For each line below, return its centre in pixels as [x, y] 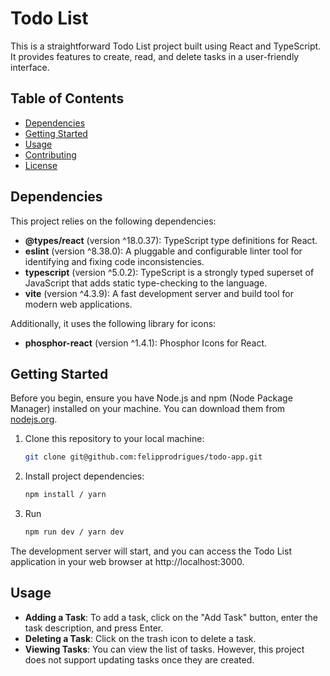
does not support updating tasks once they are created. [139, 659]
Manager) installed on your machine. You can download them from [148, 409]
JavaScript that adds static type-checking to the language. [146, 283]
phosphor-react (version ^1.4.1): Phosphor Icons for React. [146, 343]
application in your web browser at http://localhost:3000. [127, 561]
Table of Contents [67, 98]
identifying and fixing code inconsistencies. [114, 261]
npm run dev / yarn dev [74, 532]
